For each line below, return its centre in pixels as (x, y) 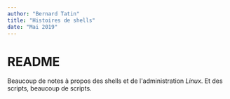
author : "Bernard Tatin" (43, 14)
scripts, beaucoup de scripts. (50, 88)
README (34, 61)
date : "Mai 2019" (33, 27)
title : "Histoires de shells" (52, 20)
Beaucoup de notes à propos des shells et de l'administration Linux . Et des (115, 81)
